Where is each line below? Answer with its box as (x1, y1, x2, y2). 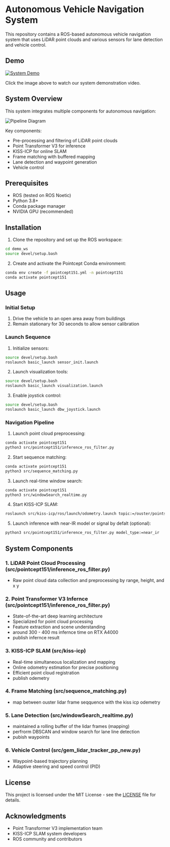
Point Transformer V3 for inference (12, 143, 86, 149)
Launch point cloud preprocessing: (12, 431, 86, 437)
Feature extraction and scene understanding (12, 624, 105, 630)
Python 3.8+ (12, 198, 39, 204)
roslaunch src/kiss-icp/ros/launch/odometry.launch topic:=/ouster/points (5, 511, 166, 516)
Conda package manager (12, 203, 66, 209)
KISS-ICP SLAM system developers (12, 831, 87, 837)
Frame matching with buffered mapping (12, 153, 95, 160)
